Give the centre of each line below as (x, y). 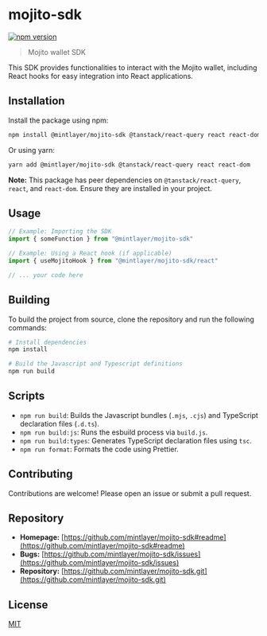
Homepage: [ (42, 537)
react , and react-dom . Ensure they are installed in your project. (110, 188)
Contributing (41, 474)
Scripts (27, 396)
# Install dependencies (48, 342)
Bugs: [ (32, 554)
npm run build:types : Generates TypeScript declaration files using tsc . (136, 440)
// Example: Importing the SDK (60, 232)
